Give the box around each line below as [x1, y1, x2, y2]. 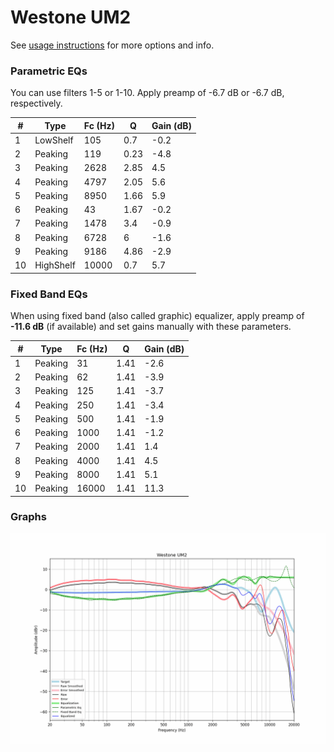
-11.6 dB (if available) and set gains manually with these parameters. [10, 321, 292, 333]
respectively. [10, 97, 63, 110]
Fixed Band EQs [10, 287, 88, 301]
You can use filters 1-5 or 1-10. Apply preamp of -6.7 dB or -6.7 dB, [10, 87, 285, 99]
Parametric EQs [10, 64, 88, 78]
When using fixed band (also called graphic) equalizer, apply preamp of [10, 310, 305, 322]
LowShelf [34, 134, 74, 146]
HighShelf [34, 259, 76, 271]
